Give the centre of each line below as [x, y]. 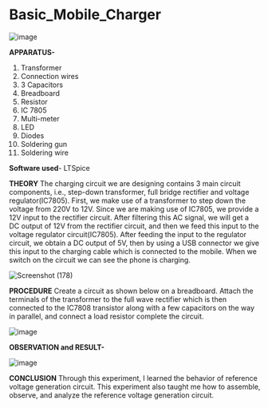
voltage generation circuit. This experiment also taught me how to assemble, [135, 386]
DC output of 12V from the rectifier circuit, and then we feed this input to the [134, 226]
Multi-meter [40, 118]
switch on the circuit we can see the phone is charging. [100, 259]
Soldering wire [44, 153]
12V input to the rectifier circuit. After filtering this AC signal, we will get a [129, 217]
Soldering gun [44, 144]
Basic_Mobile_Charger [85, 15]
